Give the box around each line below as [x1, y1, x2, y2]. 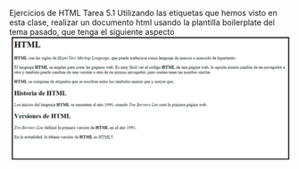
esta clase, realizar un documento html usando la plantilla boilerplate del [9, 17, 275, 28]
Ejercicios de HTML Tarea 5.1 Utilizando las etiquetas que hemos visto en [9, 8, 278, 18]
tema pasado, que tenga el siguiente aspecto [9, 27, 175, 37]
